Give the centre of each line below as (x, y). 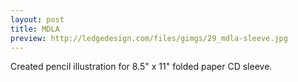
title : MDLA (35, 29)
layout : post (37, 19)
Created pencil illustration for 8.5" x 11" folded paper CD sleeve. (141, 67)
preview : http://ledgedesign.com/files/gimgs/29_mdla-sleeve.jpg (149, 38)
